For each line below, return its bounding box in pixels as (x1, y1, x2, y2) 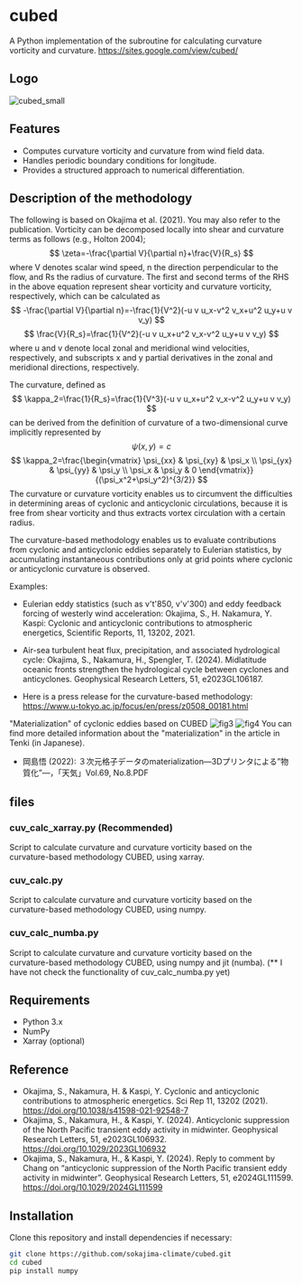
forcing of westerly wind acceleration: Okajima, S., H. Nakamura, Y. (22, 608, 272, 619)
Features (9, 121, 60, 136)
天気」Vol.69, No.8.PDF (61, 767, 149, 778)
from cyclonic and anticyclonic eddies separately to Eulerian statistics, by (9, 544, 282, 556)
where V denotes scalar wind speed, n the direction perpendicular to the (9, 262, 279, 273)
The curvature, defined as (9, 380, 106, 390)
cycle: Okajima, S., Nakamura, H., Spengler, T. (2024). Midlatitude (22, 654, 268, 665)
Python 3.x (22, 1017, 63, 1027)
